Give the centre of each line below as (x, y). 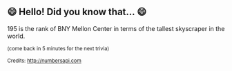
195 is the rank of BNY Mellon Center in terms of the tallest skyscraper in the (116, 28)
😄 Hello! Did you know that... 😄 (77, 12)
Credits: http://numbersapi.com (44, 61)
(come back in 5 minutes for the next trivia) (58, 48)
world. (16, 36)
